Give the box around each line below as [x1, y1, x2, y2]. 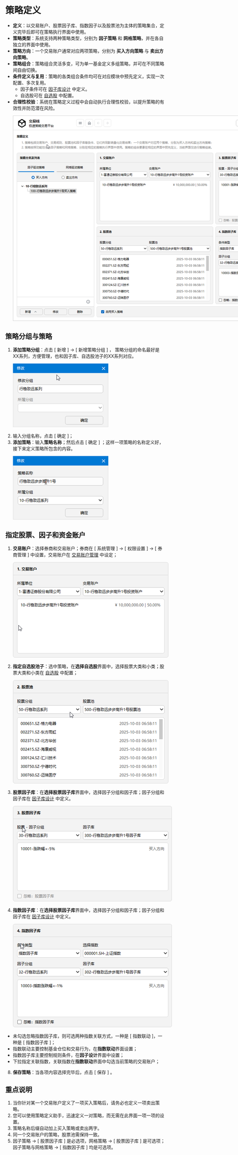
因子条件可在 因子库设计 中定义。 [20, 86, 90, 92]
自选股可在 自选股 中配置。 [20, 92, 77, 98]
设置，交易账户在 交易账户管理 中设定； [35, 551, 118, 557]
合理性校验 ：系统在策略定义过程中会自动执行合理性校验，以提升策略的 [12, 99, 160, 105]
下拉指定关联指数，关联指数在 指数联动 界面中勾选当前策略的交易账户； [12, 1058, 160, 1064]
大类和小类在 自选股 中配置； [17, 669, 78, 675]
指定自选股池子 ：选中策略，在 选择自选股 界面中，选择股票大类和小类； [12, 663, 160, 669]
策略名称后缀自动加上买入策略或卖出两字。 [12, 1125, 102, 1132]
